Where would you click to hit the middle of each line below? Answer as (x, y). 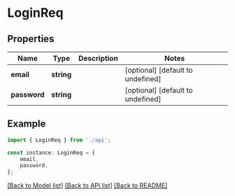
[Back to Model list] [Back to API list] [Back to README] (87, 185)
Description (98, 58)
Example (27, 124)
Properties (31, 39)
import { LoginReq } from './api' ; (59, 140)
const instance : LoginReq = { (51, 153)
